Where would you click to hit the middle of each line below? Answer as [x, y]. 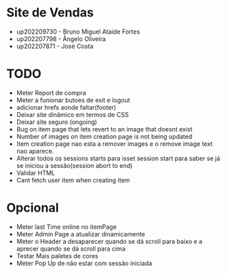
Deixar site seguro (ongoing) [57, 122]
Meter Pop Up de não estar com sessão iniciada [84, 263]
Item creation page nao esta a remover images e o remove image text [115, 144]
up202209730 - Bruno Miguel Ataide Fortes [78, 32]
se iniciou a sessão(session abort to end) [74, 165]
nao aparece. [35, 151]
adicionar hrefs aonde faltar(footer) [66, 107]
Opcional [33, 208]
